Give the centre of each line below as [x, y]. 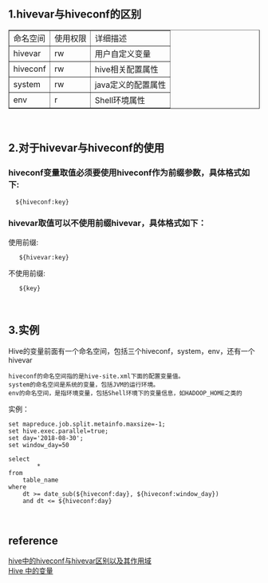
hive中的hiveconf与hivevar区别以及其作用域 [80, 561]
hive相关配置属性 [126, 69]
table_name [41, 480]
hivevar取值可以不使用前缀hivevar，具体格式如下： [107, 224]
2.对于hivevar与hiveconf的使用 [87, 148]
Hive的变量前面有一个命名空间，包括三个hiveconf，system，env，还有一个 [132, 351]
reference [33, 541]
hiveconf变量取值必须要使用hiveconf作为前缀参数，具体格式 [125, 173]
